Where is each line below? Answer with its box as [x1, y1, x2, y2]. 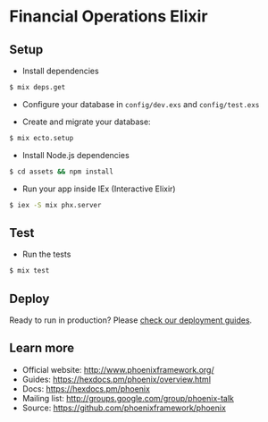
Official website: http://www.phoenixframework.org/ [21, 364, 214, 375]
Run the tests [21, 249, 71, 260]
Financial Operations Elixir [9, 6, 208, 27]
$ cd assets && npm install [9, 167, 114, 176]
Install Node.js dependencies [21, 149, 130, 160]
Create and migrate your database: [21, 116, 151, 127]
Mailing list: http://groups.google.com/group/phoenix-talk [21, 392, 235, 403]
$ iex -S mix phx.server [9, 200, 102, 209]
